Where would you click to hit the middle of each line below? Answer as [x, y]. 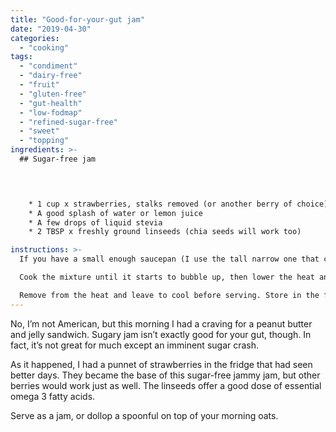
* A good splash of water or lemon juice [115, 213]
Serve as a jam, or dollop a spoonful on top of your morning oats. [144, 415]
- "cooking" [44, 47]
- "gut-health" [51, 103]
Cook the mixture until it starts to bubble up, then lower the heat [167, 277]
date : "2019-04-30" [51, 29]
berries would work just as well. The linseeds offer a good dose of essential [166, 385]
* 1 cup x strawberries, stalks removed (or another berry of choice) [178, 204]
